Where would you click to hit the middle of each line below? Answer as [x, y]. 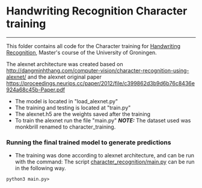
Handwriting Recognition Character [97, 11]
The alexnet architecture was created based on [65, 64]
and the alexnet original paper [65, 77]
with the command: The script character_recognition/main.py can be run [105, 162]
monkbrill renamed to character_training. [65, 127]
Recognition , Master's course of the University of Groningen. [82, 52]
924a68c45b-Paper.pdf [35, 89]
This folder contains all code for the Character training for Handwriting [93, 46]
